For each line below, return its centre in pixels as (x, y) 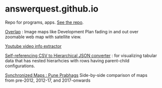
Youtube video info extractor (33, 46)
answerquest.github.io (52, 9)
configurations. (20, 66)
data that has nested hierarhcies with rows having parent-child (67, 60)
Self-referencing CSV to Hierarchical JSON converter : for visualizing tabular (81, 55)
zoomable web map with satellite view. (43, 37)
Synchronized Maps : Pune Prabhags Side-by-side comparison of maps (76, 75)
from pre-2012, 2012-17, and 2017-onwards (48, 80)
